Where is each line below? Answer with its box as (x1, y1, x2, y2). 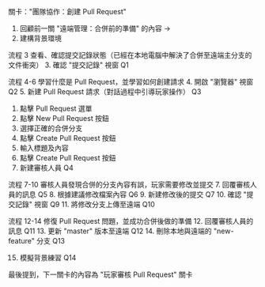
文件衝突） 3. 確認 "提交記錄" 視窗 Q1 (8, 60, 129, 70)
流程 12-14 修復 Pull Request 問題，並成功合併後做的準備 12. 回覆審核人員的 (8, 217, 254, 225)
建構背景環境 (19, 34, 62, 43)
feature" (8, 236, 36, 245)
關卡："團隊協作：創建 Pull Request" (8, 7, 127, 16)
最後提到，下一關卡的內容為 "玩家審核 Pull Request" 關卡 (8, 270, 193, 279)
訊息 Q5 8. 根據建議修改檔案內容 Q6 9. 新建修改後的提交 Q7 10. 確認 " (21, 190, 247, 199)
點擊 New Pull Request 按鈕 (19, 114, 109, 123)
